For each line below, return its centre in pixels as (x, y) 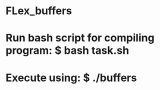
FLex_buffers (39, 11)
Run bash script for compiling (80, 38)
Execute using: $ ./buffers (71, 78)
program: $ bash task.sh (67, 51)
